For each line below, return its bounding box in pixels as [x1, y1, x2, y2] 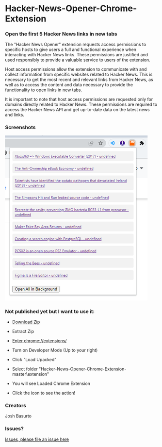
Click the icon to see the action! [12, 390, 76, 396]
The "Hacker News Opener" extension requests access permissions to [5, 42, 146, 48]
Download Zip [12, 319, 40, 325]
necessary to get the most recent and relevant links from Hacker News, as [5, 77, 154, 83]
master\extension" [12, 371, 49, 377]
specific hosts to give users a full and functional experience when [5, 47, 137, 52]
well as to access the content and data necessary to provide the [5, 82, 133, 88]
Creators [5, 402, 27, 409]
